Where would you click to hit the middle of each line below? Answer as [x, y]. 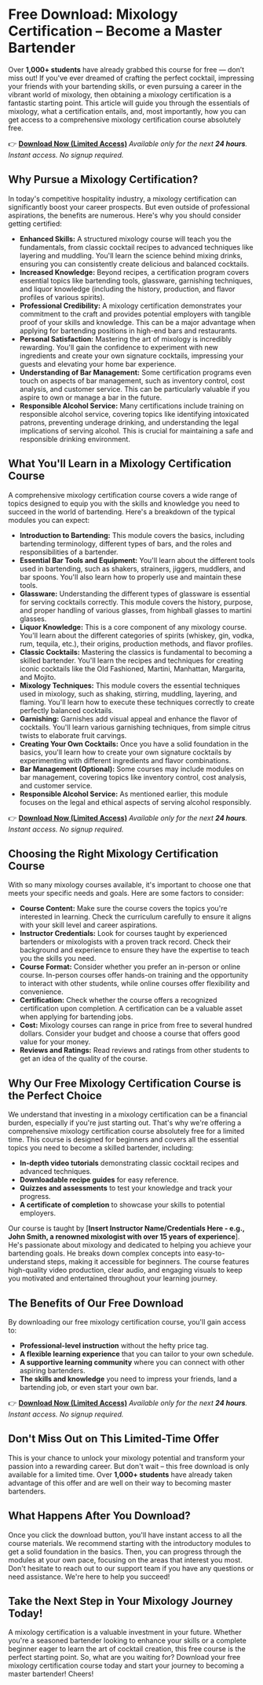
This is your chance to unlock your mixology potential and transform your [126, 1457]
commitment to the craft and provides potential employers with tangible [135, 314]
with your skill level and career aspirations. [89, 925]
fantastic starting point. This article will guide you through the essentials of [129, 103]
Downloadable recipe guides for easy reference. [99, 1180]
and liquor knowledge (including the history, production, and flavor [127, 289]
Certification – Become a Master [115, 31]
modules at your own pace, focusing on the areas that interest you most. [126, 1559]
